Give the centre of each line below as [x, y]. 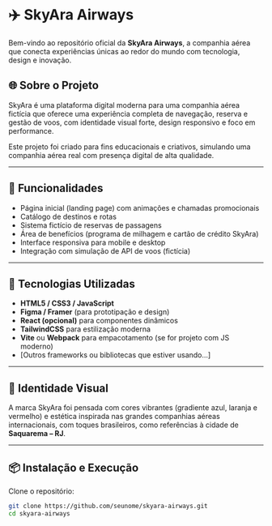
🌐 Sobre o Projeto [54, 86]
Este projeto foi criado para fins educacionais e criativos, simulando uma [130, 147]
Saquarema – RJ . [37, 434]
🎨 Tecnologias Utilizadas [72, 284]
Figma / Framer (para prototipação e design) [95, 312]
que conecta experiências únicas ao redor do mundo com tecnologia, [124, 51]
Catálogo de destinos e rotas [68, 216]
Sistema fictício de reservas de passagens [91, 225]
